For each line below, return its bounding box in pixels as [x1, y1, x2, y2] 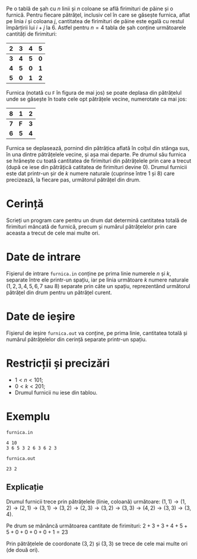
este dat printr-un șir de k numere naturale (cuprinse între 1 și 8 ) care [6, 170, 175, 177]
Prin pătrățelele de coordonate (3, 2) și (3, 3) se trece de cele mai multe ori [6, 540, 188, 547]
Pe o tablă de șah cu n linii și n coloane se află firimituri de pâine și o [6, 5, 173, 12]
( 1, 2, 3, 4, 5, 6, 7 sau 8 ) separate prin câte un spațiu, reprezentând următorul [6, 282, 190, 289]
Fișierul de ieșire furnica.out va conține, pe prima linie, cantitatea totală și [6, 329, 188, 336]
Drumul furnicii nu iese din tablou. [14, 389, 98, 396]
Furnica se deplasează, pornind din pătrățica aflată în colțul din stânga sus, [6, 145, 190, 151]
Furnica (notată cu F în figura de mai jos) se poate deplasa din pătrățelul [6, 89, 182, 96]
